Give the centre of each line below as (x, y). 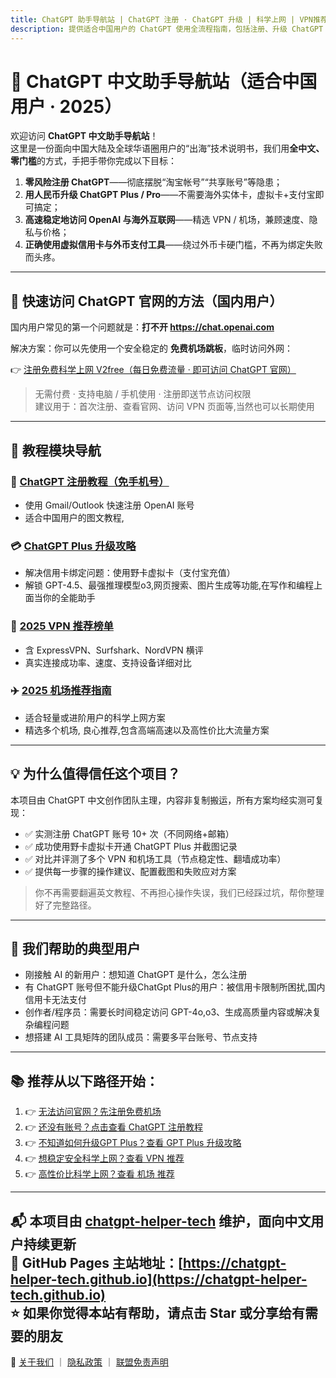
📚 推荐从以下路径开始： (85, 1081)
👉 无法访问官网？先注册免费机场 (93, 1112)
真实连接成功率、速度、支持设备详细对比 (108, 662)
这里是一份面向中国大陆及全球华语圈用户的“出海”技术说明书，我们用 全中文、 (167, 148)
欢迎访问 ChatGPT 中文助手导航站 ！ (84, 136)
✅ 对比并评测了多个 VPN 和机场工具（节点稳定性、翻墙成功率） (155, 858)
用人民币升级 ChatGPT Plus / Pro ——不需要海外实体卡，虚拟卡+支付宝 (170, 195)
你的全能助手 (69, 598)
